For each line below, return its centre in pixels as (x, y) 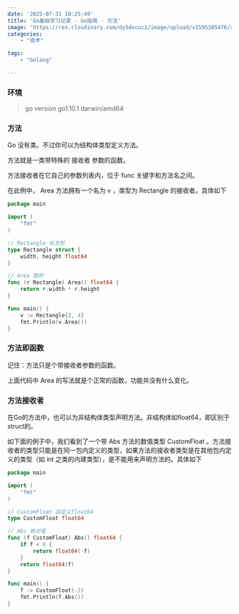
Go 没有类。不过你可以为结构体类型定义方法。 (75, 145)
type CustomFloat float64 (46, 518)
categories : (25, 34)
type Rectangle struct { (44, 250)
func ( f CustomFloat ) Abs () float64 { (65, 538)
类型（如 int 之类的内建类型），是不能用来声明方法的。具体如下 (111, 459)
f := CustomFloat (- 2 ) (52, 590)
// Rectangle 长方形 (36, 243)
